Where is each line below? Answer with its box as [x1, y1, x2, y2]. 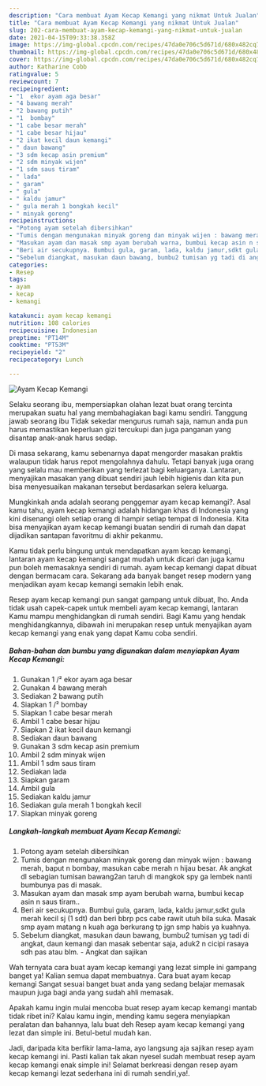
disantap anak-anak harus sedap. [9, 433, 118, 442]
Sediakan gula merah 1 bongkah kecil [20, 800, 141, 809]
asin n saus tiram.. [20, 897, 81, 906]
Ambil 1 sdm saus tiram [20, 758, 96, 767]
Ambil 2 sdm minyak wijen [20, 750, 106, 759]
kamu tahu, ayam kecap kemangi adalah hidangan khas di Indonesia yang [9, 506, 249, 515]
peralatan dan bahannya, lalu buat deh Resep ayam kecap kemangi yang [9, 1019, 245, 1029]
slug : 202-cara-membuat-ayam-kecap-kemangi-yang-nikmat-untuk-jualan [9, 26, 243, 34]
